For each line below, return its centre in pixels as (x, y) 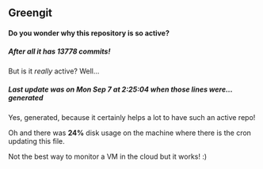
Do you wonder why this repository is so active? (89, 33)
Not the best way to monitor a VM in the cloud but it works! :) (108, 156)
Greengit (30, 13)
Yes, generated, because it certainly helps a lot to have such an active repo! (132, 117)
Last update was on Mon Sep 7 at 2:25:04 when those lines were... (120, 89)
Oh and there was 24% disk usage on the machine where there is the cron (130, 133)
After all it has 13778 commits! (59, 51)
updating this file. (36, 141)
